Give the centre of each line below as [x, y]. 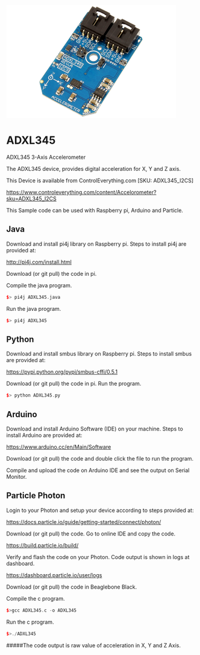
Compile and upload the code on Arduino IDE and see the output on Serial [98, 470]
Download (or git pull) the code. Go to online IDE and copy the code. [91, 534]
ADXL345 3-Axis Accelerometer [46, 157]
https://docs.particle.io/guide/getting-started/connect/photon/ [84, 522]
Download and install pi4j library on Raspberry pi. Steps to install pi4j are [96, 244]
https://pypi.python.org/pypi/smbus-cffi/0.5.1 [62, 372]
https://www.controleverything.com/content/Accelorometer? [81, 192]
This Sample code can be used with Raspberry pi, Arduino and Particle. [95, 210]
